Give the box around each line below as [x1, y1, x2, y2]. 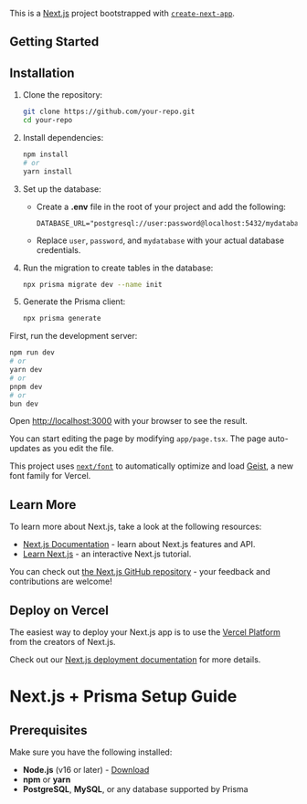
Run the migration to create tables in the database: [22, 262, 214, 273]
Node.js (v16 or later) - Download [22, 765, 150, 776]
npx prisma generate [22, 314, 101, 323]
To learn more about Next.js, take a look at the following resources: [9, 521, 262, 533]
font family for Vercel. [9, 471, 91, 481]
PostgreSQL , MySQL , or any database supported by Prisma [22, 784, 249, 795]
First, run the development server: [9, 331, 138, 342]
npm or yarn [22, 774, 71, 785]
